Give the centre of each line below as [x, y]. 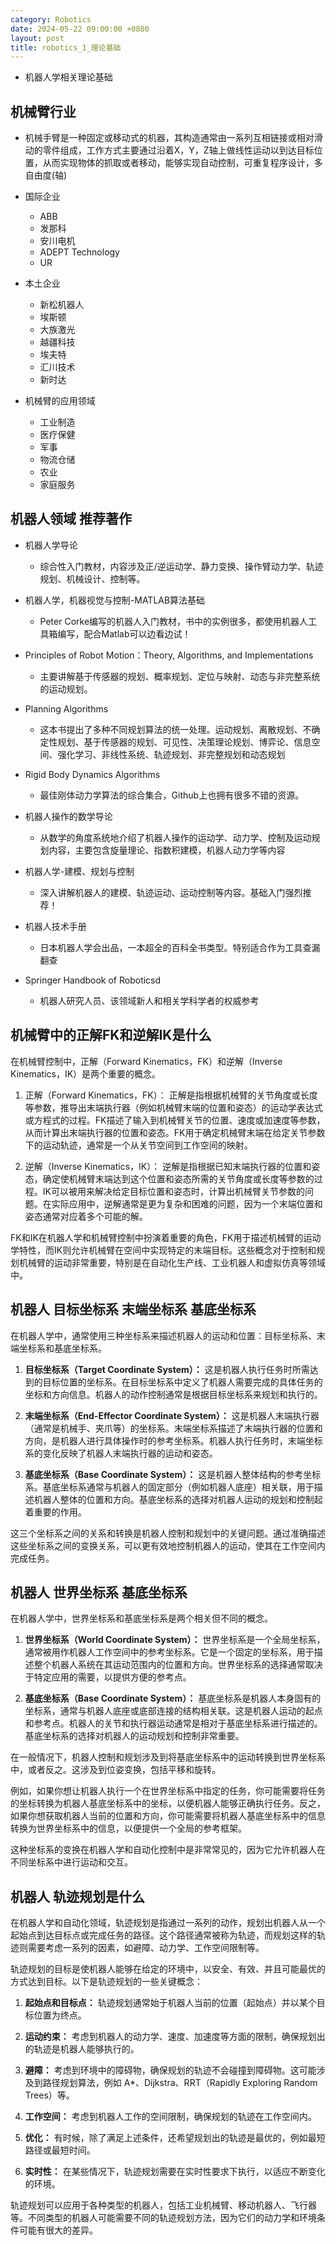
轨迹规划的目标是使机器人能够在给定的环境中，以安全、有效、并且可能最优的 [168, 1969]
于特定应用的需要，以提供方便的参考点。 [108, 1677]
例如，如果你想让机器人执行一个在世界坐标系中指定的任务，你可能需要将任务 [168, 1791]
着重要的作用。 [55, 1512]
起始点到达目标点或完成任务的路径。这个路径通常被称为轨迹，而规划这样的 [163, 1935]
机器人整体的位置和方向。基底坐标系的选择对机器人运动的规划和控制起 [178, 1499]
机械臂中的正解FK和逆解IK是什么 [111, 1035]
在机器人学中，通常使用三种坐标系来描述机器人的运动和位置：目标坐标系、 [163, 1335]
